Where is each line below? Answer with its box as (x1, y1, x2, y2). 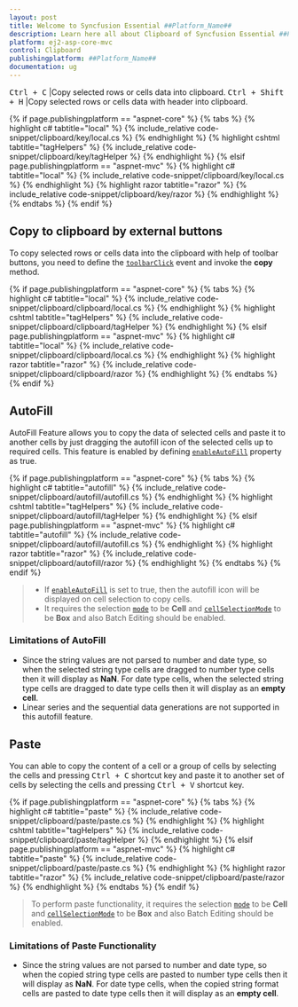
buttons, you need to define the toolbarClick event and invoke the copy (9, 256, 273, 267)
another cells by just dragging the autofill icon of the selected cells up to (9, 437, 273, 447)
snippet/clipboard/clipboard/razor (9, 368, 133, 379)
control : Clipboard (9, 46, 82, 55)
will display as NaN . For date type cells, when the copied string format (21, 978, 279, 989)
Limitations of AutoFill (9, 634, 106, 647)
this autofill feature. (21, 711, 93, 721)
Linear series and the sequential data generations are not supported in (21, 702, 279, 712)
